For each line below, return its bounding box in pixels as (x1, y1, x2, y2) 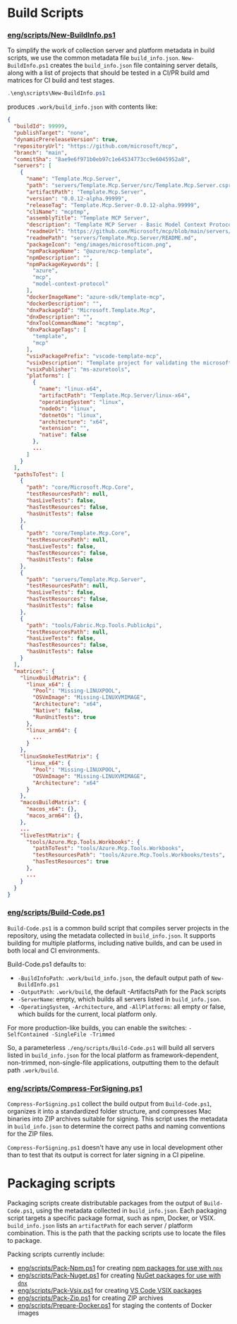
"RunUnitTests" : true (32, 713, 97, 721)
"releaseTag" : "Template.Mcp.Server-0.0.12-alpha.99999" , (25, 201, 200, 209)
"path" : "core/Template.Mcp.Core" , (25, 530, 131, 537)
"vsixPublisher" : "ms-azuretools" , (25, 366, 131, 373)
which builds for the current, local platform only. (17, 1010, 157, 1018)
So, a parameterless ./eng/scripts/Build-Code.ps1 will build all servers (7, 1043, 215, 1051)
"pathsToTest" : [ (13, 471, 65, 478)
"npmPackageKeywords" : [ (25, 261, 99, 268)
